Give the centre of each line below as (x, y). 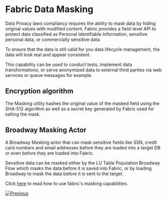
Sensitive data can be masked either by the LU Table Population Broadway (83, 163)
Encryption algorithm (39, 91)
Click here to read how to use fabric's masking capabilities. (67, 183)
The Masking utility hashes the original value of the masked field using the (82, 103)
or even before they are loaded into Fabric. (50, 153)
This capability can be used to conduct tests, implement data (69, 64)
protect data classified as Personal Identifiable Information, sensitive (76, 34)
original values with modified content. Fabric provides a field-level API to (81, 28)
